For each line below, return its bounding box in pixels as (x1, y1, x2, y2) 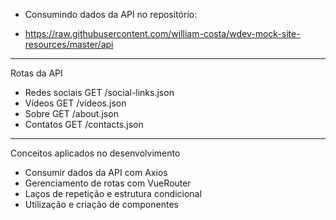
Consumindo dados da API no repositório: (24, 9, 198, 20)
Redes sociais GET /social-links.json (24, 87, 175, 98)
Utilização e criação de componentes (24, 199, 179, 210)
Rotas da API (10, 67, 63, 79)
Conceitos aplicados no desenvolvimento (10, 147, 181, 159)
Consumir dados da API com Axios (24, 167, 168, 178)
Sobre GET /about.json (24, 108, 119, 119)
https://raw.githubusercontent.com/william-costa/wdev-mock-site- (24, 28, 301, 39)
